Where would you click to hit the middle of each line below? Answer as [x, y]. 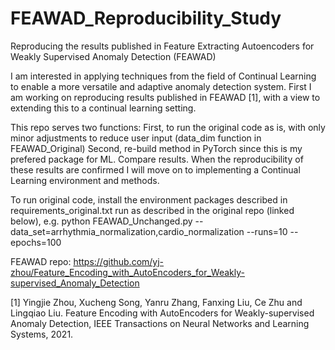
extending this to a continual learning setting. [103, 108]
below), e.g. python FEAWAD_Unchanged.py [101, 221]
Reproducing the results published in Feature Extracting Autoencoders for [162, 46]
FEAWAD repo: [41, 261]
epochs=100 [36, 242]
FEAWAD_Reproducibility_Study [146, 18]
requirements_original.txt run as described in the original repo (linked [152, 210]
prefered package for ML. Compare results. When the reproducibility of [157, 159]
